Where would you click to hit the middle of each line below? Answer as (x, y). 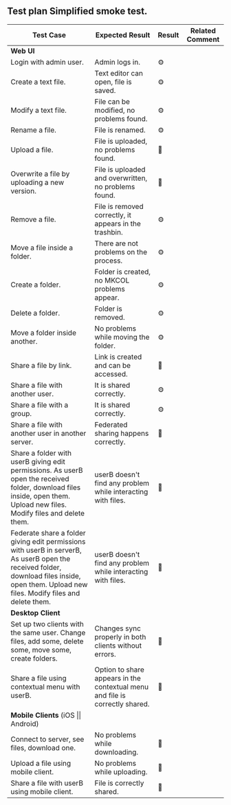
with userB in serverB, (46, 550)
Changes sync (118, 628)
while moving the (122, 337)
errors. (106, 654)
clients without (118, 646)
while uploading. (121, 771)
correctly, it (113, 214)
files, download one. (43, 747)
